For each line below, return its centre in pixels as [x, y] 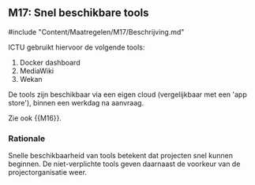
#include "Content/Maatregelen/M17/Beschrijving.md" [96, 31]
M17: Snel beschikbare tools [79, 13]
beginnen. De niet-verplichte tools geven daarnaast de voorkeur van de [124, 164]
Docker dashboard [50, 62]
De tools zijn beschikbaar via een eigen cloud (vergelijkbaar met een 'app [127, 94]
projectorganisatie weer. [47, 172]
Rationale [27, 139]
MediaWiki [36, 71]
